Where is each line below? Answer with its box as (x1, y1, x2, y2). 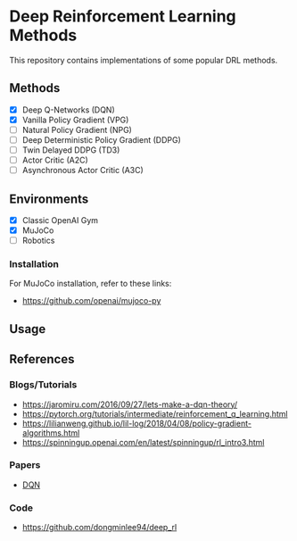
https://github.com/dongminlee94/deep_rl (21, 522, 177, 533)
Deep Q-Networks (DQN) (21, 104, 116, 115)
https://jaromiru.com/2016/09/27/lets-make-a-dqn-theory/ (21, 399, 238, 410)
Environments (9, 191, 89, 206)
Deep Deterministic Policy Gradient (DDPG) (21, 134, 181, 145)
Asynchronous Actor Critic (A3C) (21, 165, 144, 176)
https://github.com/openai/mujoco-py (21, 295, 161, 306)
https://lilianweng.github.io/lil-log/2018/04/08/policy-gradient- (21, 418, 252, 429)
